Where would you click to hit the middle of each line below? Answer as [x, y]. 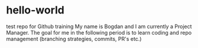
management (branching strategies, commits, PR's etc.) [74, 39]
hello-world [35, 10]
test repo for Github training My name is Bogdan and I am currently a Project [99, 26]
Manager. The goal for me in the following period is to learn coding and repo [99, 32]
